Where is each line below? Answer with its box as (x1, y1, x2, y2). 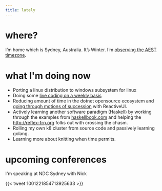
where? (5, 29, 38, 41)
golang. (12, 130, 29, 136)
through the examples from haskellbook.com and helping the (12, 114, 141, 120)
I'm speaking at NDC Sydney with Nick (5, 171, 87, 177)
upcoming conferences (5, 154, 107, 165)
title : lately (5, 7, 36, 13)
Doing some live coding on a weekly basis (12, 92, 102, 98)
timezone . (5, 52, 27, 58)
